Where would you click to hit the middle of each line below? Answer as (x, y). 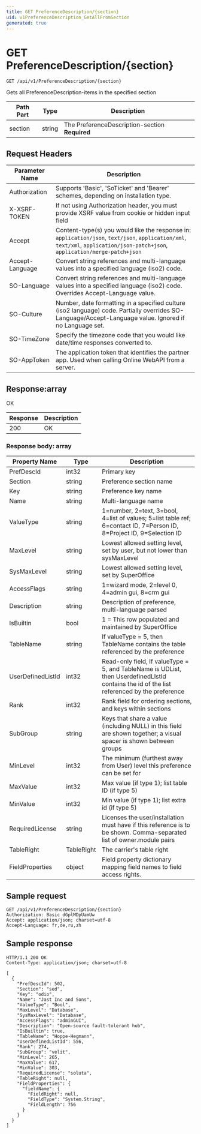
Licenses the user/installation (143, 818)
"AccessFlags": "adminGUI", (52, 1021)
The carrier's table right (135, 850)
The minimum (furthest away (142, 758)
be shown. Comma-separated (144, 833)
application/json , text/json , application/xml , (121, 238)
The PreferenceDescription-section (114, 125)
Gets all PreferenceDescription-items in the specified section (81, 92)
